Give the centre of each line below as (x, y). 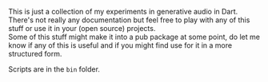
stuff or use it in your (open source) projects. (82, 28)
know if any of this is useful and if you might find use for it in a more (120, 45)
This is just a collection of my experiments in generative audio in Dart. (123, 12)
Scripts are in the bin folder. (54, 69)
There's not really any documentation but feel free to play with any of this (129, 20)
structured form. (35, 54)
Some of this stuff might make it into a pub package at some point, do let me (134, 37)
